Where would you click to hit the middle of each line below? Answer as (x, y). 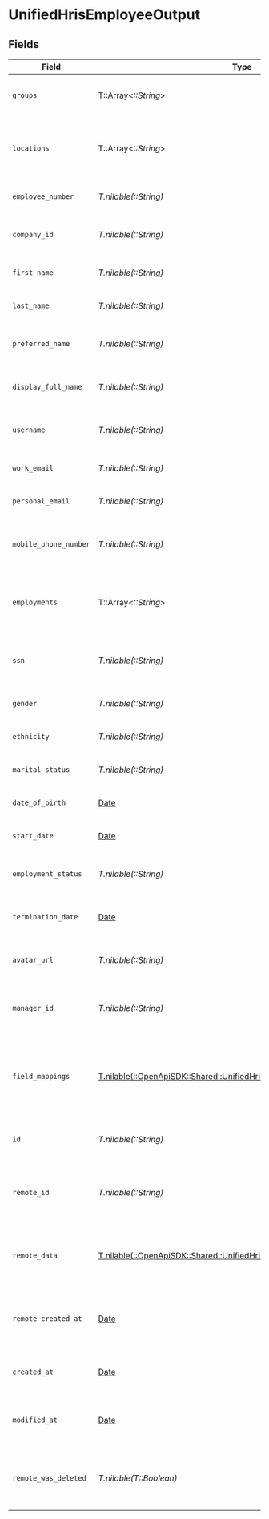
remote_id (31, 1192)
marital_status (41, 770)
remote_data (35, 1256)
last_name (31, 306)
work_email (33, 468)
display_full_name (47, 387)
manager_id (33, 1008)
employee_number (43, 197)
